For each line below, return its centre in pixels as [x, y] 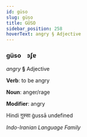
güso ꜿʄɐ [21, 56]
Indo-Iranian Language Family [44, 127]
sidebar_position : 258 [34, 29]
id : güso [17, 12]
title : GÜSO [21, 23]
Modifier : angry [26, 104]
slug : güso [20, 17]
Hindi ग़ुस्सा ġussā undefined [40, 115]
